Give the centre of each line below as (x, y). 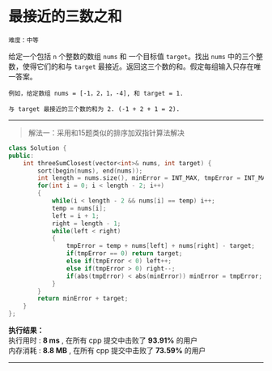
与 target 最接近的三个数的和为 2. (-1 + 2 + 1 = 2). (94, 109)
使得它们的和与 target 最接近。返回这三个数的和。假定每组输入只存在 (138, 66)
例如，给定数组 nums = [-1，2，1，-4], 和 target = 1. (96, 93)
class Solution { (38, 148)
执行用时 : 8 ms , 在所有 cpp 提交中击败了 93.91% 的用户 (103, 340)
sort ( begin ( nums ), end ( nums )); (90, 171)
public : (21, 156)
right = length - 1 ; (86, 224)
